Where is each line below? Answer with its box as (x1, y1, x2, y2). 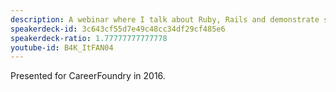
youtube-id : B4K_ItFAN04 (10, 42, 114, 53)
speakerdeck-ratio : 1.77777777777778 (10, 33, 168, 43)
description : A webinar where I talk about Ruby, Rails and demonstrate (10, 14, 320, 25)
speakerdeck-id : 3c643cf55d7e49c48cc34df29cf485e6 (10, 24, 226, 34)
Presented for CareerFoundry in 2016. (10, 70, 166, 82)
